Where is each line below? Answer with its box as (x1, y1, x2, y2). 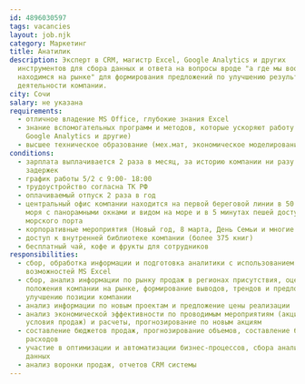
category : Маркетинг (9, 38, 88, 48)
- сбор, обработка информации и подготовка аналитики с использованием (17, 258, 295, 268)
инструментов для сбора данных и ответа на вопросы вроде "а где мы (17, 65, 282, 74)
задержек (25, 166, 59, 175)
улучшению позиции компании (25, 292, 132, 301)
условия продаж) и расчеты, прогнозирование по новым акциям (25, 318, 261, 328)
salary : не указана (9, 97, 84, 107)
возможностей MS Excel (25, 268, 112, 277)
